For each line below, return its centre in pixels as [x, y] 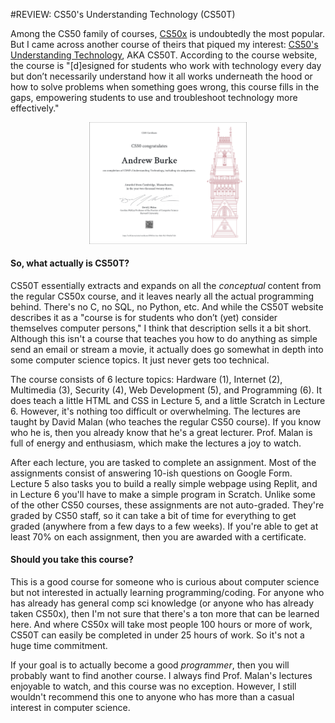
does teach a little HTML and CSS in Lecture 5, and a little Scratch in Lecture [168, 400]
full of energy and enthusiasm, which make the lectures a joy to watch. [156, 443]
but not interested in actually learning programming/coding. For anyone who [167, 593]
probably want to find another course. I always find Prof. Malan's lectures [161, 676]
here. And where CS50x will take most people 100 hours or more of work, [161, 625]
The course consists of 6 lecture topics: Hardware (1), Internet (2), [146, 379]
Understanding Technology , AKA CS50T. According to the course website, [164, 55]
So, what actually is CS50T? [70, 263]
